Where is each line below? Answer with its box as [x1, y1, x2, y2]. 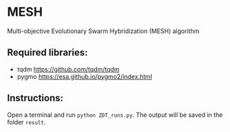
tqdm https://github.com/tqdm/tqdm [16, 65, 120, 73]
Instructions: [7, 92, 64, 104]
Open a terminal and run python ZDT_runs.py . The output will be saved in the [7, 111, 223, 119]
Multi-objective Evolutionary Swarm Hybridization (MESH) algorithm [7, 27, 200, 35]
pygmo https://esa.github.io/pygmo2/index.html [16, 72, 152, 80]
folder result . [7, 118, 46, 126]
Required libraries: [7, 47, 88, 58]
